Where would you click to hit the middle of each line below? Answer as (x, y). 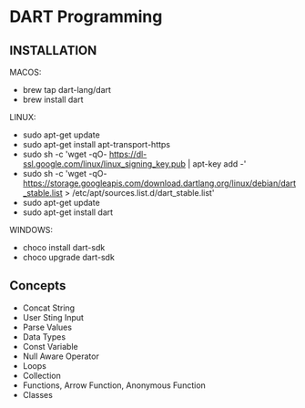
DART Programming (86, 17)
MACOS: (25, 72)
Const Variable (51, 346)
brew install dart (53, 99)
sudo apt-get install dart (68, 212)
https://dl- (128, 154)
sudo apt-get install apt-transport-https (97, 144)
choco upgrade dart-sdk (69, 257)
